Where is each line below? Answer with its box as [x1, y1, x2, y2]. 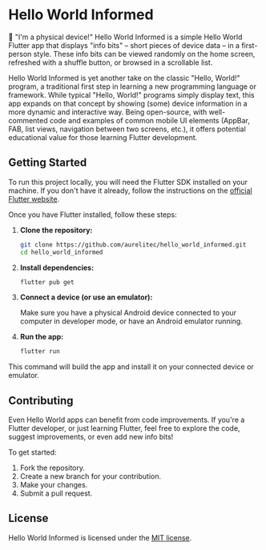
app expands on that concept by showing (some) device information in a [8, 98, 248, 108]
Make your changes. [19, 480, 88, 490]
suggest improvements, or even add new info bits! [8, 432, 174, 442]
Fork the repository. [19, 463, 86, 473]
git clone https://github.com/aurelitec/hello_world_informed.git [19, 240, 247, 249]
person [8, 49, 32, 58]
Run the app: [19, 332, 64, 342]
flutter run [19, 347, 60, 355]
